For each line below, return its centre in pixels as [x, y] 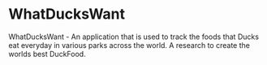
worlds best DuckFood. [47, 54]
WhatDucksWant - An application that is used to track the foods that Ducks [134, 37]
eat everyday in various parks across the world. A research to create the [129, 45]
